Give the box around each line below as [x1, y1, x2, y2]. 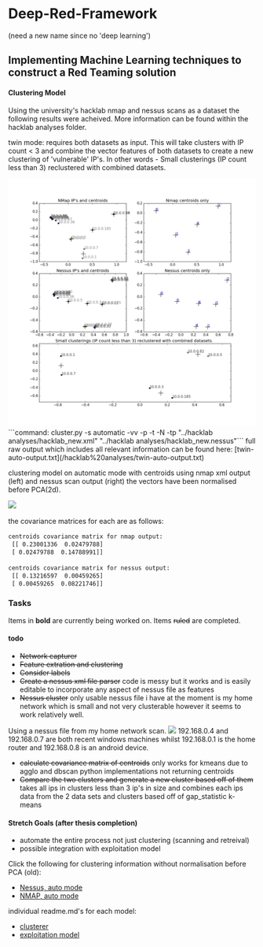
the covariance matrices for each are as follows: [8, 516, 164, 525]
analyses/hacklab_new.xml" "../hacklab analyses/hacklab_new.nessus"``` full [8, 436, 256, 445]
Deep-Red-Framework [8, 5, 158, 23]
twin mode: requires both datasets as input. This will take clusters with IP [8, 137, 244, 147]
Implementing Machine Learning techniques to [8, 54, 242, 67]
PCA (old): [8, 867, 42, 877]
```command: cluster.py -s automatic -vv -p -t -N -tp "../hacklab [8, 427, 214, 437]
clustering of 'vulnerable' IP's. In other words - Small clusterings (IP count [8, 154, 247, 164]
